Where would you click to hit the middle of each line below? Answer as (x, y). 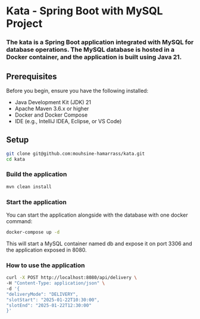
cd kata (16, 159)
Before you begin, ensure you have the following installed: (77, 90)
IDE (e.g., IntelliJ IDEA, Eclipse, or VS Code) (68, 121)
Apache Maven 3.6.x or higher (52, 108)
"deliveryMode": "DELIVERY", (42, 294)
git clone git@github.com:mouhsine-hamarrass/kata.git (76, 154)
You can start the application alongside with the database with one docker (97, 215)
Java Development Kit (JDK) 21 (53, 102)
